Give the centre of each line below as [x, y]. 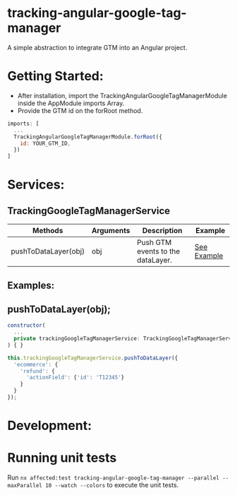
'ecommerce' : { [36, 364]
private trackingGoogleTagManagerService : [77, 339]
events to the [159, 251]
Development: [50, 426]
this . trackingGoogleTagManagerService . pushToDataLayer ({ [93, 358]
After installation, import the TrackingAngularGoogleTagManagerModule [122, 95]
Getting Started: [55, 76]
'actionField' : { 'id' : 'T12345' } [75, 378]
